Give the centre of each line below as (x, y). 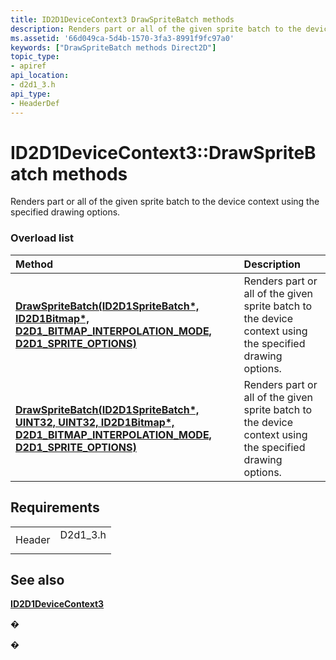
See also (37, 579)
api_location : (40, 76)
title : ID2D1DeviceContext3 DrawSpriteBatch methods (122, 19)
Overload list (42, 238)
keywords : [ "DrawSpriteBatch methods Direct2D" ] (113, 47)
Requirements (55, 507)
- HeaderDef (35, 103)
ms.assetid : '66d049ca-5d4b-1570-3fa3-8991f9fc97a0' (122, 38)
